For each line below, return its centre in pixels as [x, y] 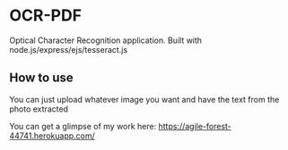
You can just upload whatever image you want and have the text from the [144, 99]
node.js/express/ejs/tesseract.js [69, 49]
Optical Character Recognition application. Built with [106, 40]
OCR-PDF [46, 16]
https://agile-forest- [195, 126]
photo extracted [39, 109]
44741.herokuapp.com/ [52, 136]
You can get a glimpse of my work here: [83, 126]
